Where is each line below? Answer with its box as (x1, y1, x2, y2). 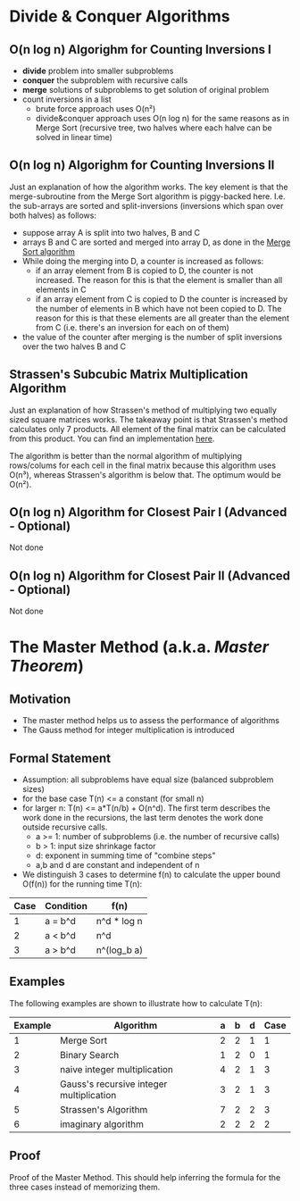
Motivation (9, 691, 71, 706)
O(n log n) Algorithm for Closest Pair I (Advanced (9, 505, 287, 520)
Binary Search (59, 1048, 120, 1061)
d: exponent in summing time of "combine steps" (35, 850, 216, 861)
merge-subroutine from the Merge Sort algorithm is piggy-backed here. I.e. (9, 190, 286, 202)
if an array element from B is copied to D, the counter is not (35, 265, 254, 276)
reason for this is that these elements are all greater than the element (35, 313, 290, 323)
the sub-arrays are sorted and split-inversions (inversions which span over (9, 200, 284, 211)
